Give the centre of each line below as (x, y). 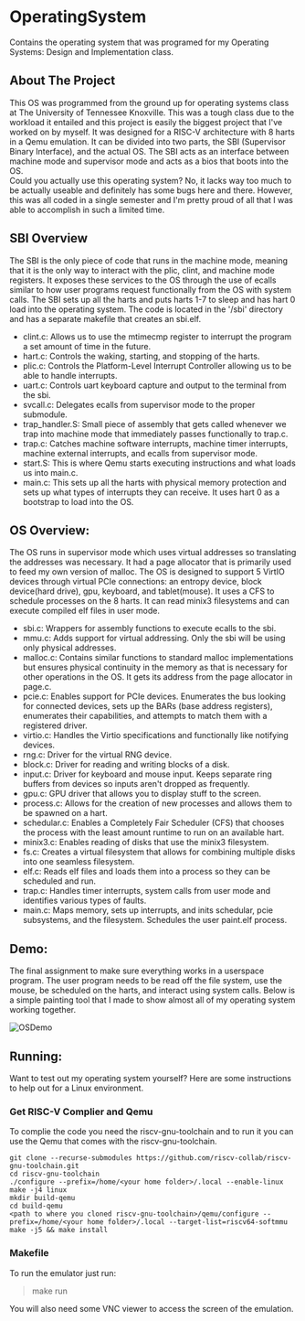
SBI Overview (49, 238)
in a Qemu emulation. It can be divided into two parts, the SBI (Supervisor (147, 141)
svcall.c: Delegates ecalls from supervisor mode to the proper (139, 404)
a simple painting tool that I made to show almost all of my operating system (152, 1000)
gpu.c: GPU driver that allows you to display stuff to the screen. (142, 794)
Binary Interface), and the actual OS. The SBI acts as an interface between (149, 151)
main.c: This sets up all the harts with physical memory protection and (155, 482)
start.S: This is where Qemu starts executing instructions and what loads (159, 463)
